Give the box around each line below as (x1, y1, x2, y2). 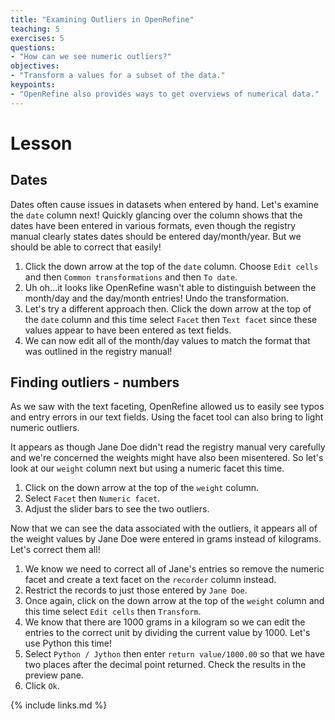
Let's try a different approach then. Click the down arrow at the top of (24, 302, 312, 315)
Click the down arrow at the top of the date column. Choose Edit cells (24, 260, 319, 272)
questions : (10, 42, 56, 53)
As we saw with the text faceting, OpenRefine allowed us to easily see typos (10, 401, 325, 413)
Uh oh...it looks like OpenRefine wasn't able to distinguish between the (24, 281, 317, 293)
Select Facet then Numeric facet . (24, 492, 161, 505)
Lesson (10, 132, 73, 155)
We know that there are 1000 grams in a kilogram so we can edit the (24, 616, 306, 628)
